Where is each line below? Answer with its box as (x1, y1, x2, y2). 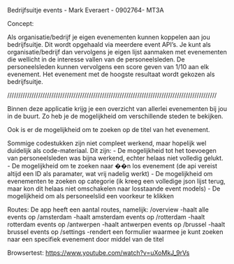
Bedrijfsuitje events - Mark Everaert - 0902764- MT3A (7, 6, 164, 14)
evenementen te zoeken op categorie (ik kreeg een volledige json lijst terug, (7, 177, 226, 185)
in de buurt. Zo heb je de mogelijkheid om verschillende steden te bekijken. (7, 112, 224, 120)
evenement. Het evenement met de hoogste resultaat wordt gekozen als (7, 70, 215, 78)
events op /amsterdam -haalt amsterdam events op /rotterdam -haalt (7, 213, 205, 221)
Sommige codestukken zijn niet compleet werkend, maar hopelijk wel (7, 139, 207, 147)
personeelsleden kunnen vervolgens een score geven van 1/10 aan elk (7, 63, 210, 71)
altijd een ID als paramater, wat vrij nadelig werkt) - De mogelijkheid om (7, 170, 213, 177)
